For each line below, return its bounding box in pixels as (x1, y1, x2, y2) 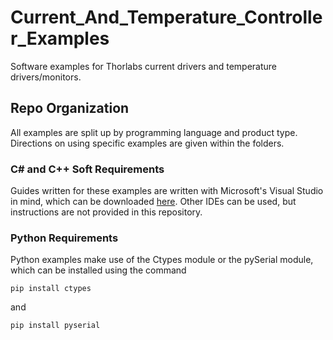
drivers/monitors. (10, 71, 82, 83)
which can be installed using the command (10, 264, 187, 276)
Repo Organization (10, 100, 130, 117)
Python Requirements (10, 231, 119, 245)
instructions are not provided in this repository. (10, 206, 203, 218)
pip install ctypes (10, 284, 92, 294)
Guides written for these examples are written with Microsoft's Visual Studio (10, 185, 324, 197)
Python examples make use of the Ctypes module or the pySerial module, (10, 254, 314, 266)
